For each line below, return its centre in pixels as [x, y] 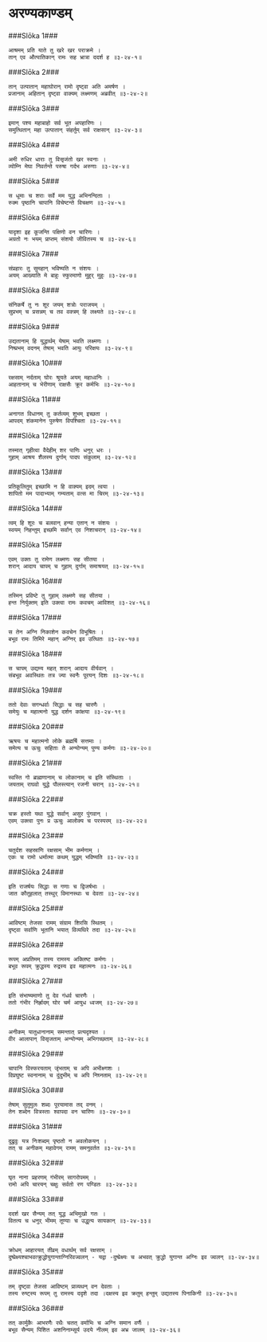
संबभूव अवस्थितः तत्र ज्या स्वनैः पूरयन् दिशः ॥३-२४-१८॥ [76, 675]
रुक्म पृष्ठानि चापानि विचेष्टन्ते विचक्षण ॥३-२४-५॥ [67, 202]
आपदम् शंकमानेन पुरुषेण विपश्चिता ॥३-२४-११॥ [65, 421]
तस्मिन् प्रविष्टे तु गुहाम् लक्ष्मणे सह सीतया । [59, 595]
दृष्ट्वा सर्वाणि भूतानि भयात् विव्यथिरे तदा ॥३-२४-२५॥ [72, 930]
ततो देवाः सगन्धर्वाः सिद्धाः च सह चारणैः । [57, 704]
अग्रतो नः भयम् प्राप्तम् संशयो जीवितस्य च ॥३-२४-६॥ [72, 239]
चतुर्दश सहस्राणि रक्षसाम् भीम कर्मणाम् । [54, 850]
